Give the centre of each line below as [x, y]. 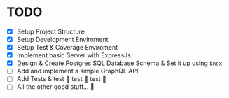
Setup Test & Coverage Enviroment [67, 48]
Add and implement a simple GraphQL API [77, 71]
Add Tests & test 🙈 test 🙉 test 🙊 [61, 79]
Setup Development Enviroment [63, 40]
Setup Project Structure [50, 31]
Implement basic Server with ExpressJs [74, 55]
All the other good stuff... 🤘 [56, 87]
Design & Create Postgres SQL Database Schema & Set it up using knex [119, 63]
